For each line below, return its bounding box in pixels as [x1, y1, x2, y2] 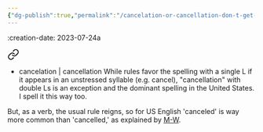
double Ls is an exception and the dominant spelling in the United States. [18, 83, 255, 92]
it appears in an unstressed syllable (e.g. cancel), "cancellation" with [18, 75, 241, 84]
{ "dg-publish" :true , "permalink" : [7, 11, 117, 20]
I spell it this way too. [18, 91, 88, 101]
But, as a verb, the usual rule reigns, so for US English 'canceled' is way [7, 106, 240, 116]
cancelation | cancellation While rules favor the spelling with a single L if [18, 66, 253, 76]
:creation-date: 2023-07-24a [7, 33, 101, 42]
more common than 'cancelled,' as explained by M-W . [7, 115, 181, 124]
